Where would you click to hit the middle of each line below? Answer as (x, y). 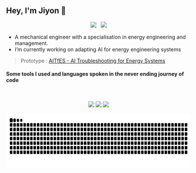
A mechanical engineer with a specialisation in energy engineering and (100, 37)
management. (31, 43)
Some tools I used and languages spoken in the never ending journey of (95, 74)
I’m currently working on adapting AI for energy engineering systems (98, 49)
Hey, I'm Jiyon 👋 (36, 11)
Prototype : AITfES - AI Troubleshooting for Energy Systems (93, 60)
